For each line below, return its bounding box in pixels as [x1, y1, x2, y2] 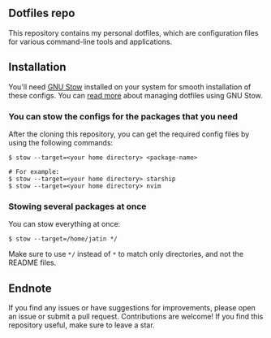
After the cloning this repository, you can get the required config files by [8, 129, 250, 139]
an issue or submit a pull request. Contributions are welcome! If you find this [8, 312, 264, 322]
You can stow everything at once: [8, 219, 121, 229]
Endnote [8, 281, 53, 295]
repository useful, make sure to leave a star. [8, 320, 156, 330]
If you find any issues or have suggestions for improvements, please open [8, 303, 256, 313]
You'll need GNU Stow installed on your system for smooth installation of [8, 81, 252, 92]
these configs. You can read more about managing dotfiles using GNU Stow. [8, 90, 263, 100]
